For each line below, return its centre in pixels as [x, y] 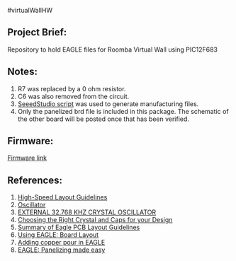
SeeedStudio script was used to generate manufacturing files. [108, 104]
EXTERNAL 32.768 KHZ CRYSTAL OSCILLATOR [87, 212]
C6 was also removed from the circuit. [73, 96]
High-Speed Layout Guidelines [62, 197]
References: [35, 180]
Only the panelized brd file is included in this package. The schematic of [123, 111]
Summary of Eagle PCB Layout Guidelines [79, 227]
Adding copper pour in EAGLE [61, 243]
